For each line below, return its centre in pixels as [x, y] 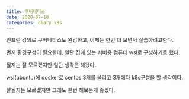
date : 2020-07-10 [28, 17]
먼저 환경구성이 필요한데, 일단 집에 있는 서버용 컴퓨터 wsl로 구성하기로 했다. [93, 52]
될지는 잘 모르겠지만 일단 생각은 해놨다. [51, 65]
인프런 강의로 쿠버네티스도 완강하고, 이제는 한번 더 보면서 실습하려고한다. [90, 40]
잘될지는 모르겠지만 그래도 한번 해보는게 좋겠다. [61, 90]
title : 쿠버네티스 [26, 11]
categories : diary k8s [34, 22]
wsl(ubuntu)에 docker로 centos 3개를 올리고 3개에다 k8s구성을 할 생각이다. [95, 78]
